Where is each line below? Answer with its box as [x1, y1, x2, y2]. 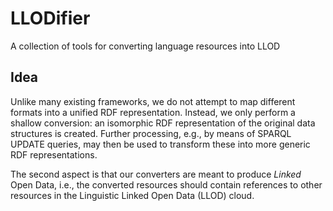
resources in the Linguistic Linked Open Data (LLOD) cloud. [10, 189, 255, 201]
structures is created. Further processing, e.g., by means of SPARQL [10, 127, 292, 139]
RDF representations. [10, 148, 98, 161]
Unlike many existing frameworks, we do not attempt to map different [10, 95, 296, 107]
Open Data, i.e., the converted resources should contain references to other [10, 178, 323, 191]
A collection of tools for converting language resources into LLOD [10, 40, 281, 52]
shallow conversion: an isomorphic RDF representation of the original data [10, 117, 316, 129]
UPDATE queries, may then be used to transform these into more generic [10, 138, 311, 150]
